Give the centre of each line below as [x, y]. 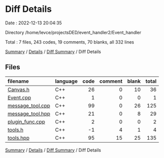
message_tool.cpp [29, 105]
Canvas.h [19, 89]
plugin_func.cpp [27, 121]
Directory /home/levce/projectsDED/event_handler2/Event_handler [73, 32]
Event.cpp [19, 98]
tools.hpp [19, 138]
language [66, 81]
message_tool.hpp [29, 113]
